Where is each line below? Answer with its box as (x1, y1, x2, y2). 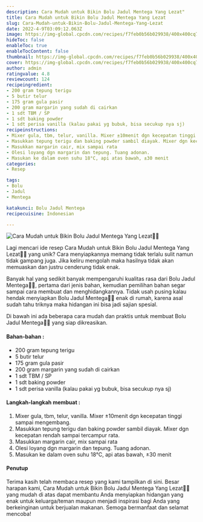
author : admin (6, 65, 42, 71)
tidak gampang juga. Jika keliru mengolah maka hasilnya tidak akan (6, 257, 174, 264)
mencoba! (6, 510, 31, 517)
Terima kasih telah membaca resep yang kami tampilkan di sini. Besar (6, 478, 179, 485)
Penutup (6, 465, 28, 472)
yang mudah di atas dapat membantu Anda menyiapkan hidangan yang (6, 491, 184, 498)
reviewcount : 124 (6, 76, 50, 82)
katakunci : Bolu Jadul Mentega (6, 205, 85, 211)
